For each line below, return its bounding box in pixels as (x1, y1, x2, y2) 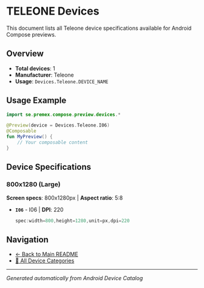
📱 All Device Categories (15, 257, 75, 264)
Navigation (6, 234, 49, 245)
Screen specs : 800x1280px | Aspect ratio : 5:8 (6, 194, 123, 202)
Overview (6, 49, 44, 59)
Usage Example (6, 96, 67, 106)
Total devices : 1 (15, 65, 56, 72)
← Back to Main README (15, 251, 78, 258)
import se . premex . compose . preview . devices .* (6, 111, 121, 118)
